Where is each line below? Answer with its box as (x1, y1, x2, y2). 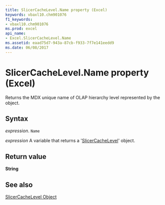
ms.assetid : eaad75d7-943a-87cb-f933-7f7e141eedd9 (5, 40, 114, 46)
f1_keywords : (5, 17, 33, 22)
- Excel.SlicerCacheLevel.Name (5, 36, 71, 41)
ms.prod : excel (5, 26, 37, 31)
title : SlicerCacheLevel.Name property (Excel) (5, 7, 108, 13)
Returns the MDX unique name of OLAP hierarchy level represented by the (5, 94, 160, 100)
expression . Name (5, 128, 40, 134)
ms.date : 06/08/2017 (5, 45, 49, 50)
